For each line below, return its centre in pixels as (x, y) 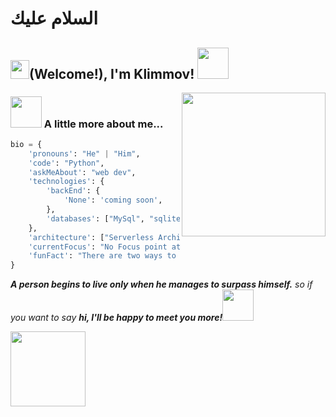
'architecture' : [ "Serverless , (125, 237)
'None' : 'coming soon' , (113, 200)
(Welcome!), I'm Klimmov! (112, 73)
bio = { (26, 144)
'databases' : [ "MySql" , (95, 218)
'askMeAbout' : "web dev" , (82, 172)
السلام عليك (54, 18)
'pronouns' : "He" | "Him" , (84, 153)
